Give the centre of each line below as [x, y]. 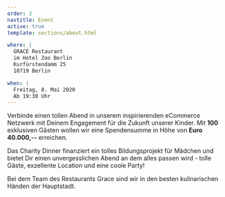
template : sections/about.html [52, 33]
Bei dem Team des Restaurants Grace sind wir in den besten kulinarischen [113, 179]
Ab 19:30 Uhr [32, 96]
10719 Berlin [32, 71]
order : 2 [20, 13]
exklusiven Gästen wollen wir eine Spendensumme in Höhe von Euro [105, 130]
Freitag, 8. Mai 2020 [45, 90]
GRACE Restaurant [38, 52]
